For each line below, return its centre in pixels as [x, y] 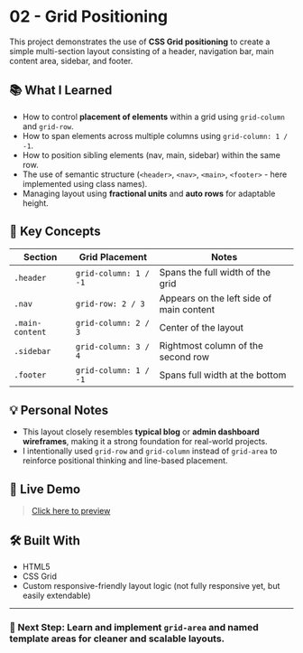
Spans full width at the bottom [223, 375]
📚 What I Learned [61, 91]
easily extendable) [57, 595]
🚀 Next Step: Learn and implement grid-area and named [134, 627]
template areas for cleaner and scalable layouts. [117, 639]
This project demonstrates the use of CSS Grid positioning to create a [140, 42]
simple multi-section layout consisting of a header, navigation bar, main [142, 51]
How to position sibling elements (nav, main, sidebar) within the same [151, 154]
